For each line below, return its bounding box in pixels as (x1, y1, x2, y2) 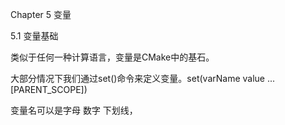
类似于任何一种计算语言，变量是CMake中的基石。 (10, 51, 215, 63)
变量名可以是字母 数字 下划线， (10, 104, 138, 116)
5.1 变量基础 (10, 30, 59, 42)
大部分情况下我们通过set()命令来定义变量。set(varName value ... (10, 73, 276, 84)
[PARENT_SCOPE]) (10, 84, 88, 95)
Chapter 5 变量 (10, 9, 72, 20)
